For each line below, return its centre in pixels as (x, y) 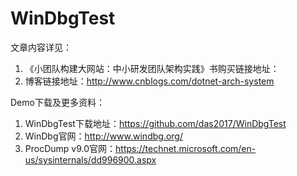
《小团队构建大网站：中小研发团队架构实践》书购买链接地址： (152, 68)
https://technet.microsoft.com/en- (186, 148)
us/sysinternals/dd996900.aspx (90, 159)
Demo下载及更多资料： (57, 102)
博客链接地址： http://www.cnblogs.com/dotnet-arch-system (149, 81)
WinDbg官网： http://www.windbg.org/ (103, 136)
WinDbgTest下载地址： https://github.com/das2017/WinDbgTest (155, 123)
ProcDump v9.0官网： (70, 148)
